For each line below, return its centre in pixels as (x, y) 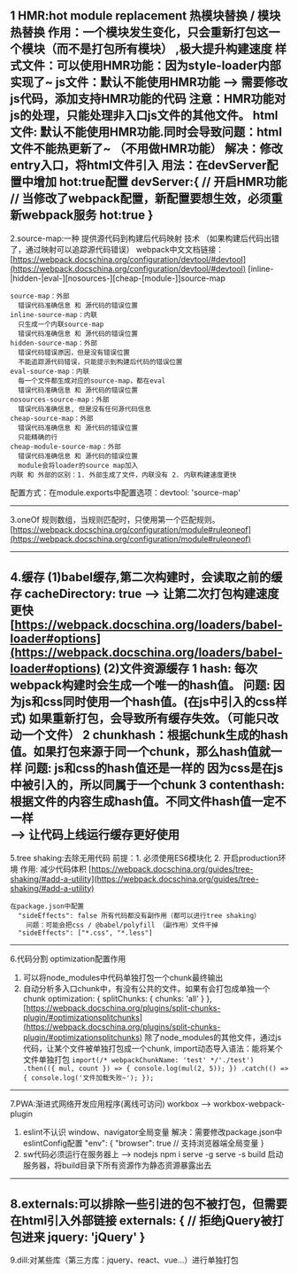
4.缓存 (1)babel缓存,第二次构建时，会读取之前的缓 (146, 577)
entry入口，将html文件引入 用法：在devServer (138, 165)
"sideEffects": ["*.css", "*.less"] (85, 933)
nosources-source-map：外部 (60, 400)
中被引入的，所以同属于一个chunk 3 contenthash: (148, 785)
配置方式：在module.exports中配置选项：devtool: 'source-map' (126, 492)
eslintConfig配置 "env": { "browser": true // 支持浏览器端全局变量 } (143, 1143)
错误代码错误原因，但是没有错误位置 (74, 353)
